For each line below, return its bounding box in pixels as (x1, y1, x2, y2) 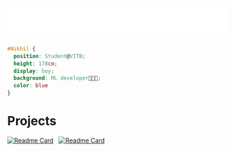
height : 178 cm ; (13, 60, 58, 67)
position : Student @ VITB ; (13, 52, 86, 59)
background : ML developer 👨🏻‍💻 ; (13, 75, 101, 82)
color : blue (13, 82, 49, 89)
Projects (7, 113, 57, 129)
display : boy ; (13, 67, 54, 75)
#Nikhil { (7, 45, 36, 52)
